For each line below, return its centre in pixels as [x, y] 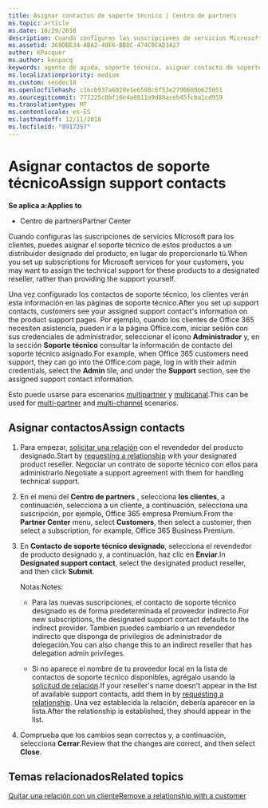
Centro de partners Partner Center [75, 221]
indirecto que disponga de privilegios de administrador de [127, 636]
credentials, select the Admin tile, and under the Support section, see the [130, 370]
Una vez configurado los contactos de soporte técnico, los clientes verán [128, 294]
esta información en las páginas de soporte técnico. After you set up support [134, 302]
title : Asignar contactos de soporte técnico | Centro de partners [123, 16]
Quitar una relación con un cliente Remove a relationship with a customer [127, 796]
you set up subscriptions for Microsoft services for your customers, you [126, 262]
